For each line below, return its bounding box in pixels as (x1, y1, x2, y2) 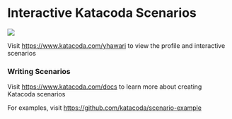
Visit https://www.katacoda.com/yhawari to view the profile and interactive (7, 41, 226, 50)
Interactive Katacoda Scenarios (7, 5, 197, 21)
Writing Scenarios (7, 66, 71, 76)
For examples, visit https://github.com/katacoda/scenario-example (7, 104, 202, 112)
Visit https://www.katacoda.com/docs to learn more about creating (7, 82, 202, 91)
